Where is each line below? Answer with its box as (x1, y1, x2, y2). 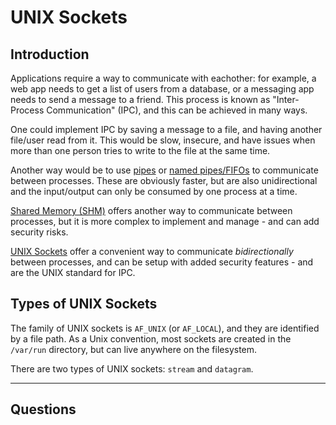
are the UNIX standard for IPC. (10, 267, 136, 278)
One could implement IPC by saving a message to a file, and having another (10, 124, 323, 135)
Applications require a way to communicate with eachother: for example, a (10, 72, 317, 84)
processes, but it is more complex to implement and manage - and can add (10, 216, 320, 227)
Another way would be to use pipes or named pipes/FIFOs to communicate (10, 164, 319, 176)
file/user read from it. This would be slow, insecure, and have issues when (10, 134, 316, 146)
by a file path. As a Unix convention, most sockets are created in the (10, 332, 292, 345)
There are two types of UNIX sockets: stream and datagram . (10, 362, 254, 375)
